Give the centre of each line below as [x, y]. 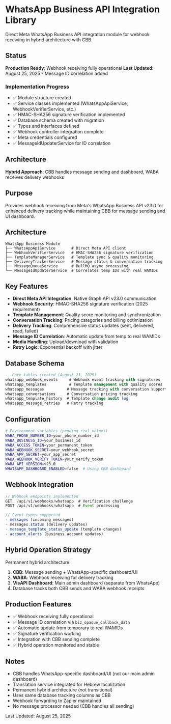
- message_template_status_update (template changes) [64, 529]
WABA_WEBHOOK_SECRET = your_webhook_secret [50, 450]
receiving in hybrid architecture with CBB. [49, 40]
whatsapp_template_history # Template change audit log [67, 399]
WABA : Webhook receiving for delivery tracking [63, 577]
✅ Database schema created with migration [58, 120]
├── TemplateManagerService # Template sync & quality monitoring [79, 257]
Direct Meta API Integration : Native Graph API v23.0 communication [84, 298]
